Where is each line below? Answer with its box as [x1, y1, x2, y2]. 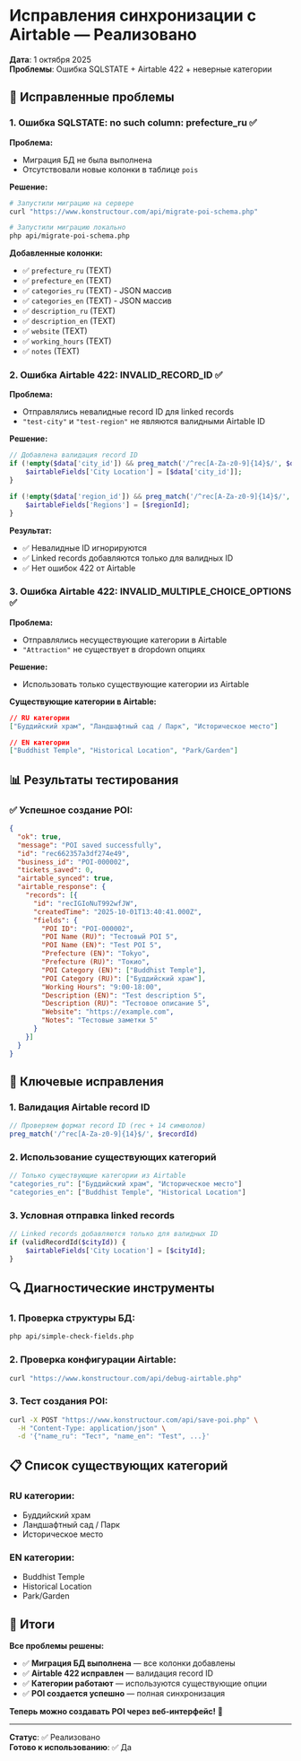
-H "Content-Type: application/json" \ [17, 1424, 167, 1433]
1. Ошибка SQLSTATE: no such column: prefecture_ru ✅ [9, 117, 258, 129]
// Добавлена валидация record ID [9, 450, 139, 460]
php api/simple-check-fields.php [9, 1332, 134, 1341]
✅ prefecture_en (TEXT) [21, 275, 112, 286]
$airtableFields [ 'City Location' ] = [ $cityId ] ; [25, 1246, 206, 1255]
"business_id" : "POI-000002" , [17, 858, 130, 867]
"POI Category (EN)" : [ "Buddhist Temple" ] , [41, 965, 206, 974]
